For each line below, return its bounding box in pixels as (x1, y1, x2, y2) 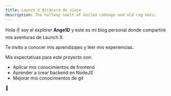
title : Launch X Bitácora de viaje (5, 7, 81, 13)
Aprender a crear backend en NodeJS (12, 69, 93, 75)
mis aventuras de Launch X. (5, 34, 64, 40)
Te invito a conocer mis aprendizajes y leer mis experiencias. (5, 44, 134, 50)
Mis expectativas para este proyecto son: (5, 54, 93, 60)
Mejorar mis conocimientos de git (12, 75, 83, 81)
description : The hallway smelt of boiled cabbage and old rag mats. (5, 12, 157, 17)
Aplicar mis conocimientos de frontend (12, 64, 95, 70)
